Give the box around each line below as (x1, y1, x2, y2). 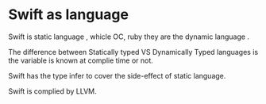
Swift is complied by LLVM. (8, 86, 97, 96)
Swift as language (8, 6, 129, 24)
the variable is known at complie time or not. (8, 56, 153, 65)
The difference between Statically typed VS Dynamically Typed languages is (8, 47, 259, 56)
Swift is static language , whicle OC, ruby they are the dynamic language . (8, 32, 250, 41)
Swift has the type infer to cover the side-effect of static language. (8, 71, 226, 80)
